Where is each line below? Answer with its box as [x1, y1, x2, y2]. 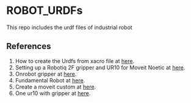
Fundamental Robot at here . [15, 76, 85, 84]
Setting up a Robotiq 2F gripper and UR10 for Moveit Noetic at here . [15, 64, 186, 71]
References [6, 41, 51, 51]
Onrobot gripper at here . [15, 70, 77, 78]
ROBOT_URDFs [6, 4, 83, 18]
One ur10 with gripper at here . [15, 89, 91, 97]
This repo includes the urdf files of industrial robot [6, 24, 132, 31]
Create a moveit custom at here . [15, 83, 96, 90]
